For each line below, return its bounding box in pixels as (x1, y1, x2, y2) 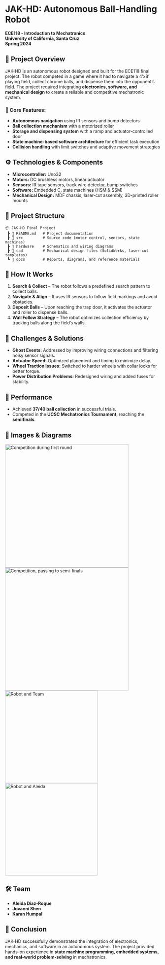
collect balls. (12, 288, 38, 294)
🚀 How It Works (5, 270, 53, 279)
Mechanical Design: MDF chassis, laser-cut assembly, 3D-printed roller (12, 192, 159, 198)
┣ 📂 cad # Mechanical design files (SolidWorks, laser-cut (7, 248, 149, 253)
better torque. (12, 368, 40, 374)
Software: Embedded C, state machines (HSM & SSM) (12, 187, 123, 193)
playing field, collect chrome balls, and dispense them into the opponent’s (5, 78, 155, 84)
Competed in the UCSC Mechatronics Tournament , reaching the (12, 412, 144, 417)
